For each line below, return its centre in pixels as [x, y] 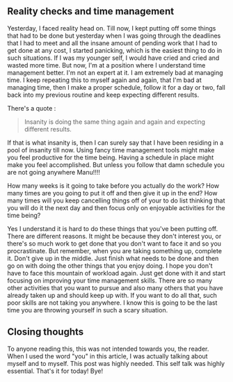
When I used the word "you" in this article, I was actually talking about [107, 356]
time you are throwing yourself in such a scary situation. [88, 310]
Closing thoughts [46, 332]
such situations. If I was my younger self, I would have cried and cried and [113, 58]
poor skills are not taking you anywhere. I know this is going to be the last [112, 303]
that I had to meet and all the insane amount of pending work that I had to [112, 43]
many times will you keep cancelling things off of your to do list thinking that [116, 200]
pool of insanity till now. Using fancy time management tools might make [111, 150]
